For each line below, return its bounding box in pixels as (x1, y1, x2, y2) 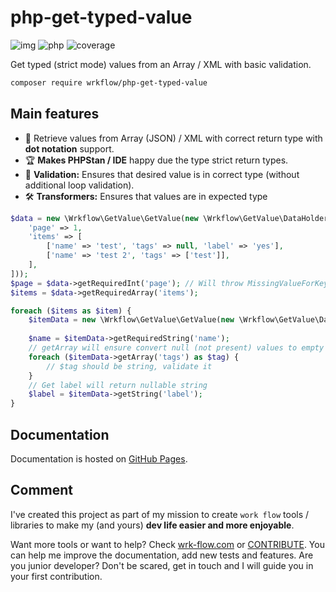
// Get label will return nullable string (28, 380, 208, 390)
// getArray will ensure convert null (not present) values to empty (28, 343, 325, 353)
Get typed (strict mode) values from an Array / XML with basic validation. (10, 58, 312, 70)
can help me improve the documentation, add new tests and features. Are (10, 549, 314, 561)
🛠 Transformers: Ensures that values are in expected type (24, 190, 268, 202)
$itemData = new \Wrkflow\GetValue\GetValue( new (28, 315, 235, 325)
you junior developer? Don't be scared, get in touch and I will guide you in (10, 559, 314, 571)
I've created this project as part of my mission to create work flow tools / (10, 508, 310, 520)
